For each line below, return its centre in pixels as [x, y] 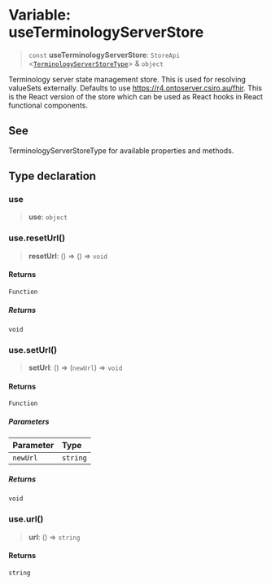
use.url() [26, 519]
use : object [48, 217]
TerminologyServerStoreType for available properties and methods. [121, 150]
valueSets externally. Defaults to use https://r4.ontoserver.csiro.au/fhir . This [135, 88]
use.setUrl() [33, 350]
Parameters [29, 422]
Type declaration [52, 176]
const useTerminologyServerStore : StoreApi [104, 55]
